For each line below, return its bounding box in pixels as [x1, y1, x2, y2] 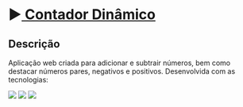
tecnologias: [8, 75, 49, 84]
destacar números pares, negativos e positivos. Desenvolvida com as [8, 67, 236, 76]
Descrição [8, 37, 60, 51]
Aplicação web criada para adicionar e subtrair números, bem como [8, 58, 231, 67]
